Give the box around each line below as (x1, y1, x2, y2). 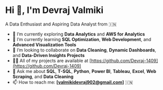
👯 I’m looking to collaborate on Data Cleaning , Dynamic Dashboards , (12, 47, 156, 53)
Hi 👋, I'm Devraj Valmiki (5, 4, 104, 16)
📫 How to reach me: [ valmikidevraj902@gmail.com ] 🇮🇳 (12, 79, 133, 85)
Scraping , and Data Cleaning (12, 73, 74, 79)
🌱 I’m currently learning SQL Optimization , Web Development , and (12, 36, 151, 42)
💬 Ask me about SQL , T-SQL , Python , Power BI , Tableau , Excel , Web (12, 68, 156, 74)
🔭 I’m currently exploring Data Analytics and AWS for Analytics (12, 31, 145, 37)
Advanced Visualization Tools (12, 41, 76, 47)
